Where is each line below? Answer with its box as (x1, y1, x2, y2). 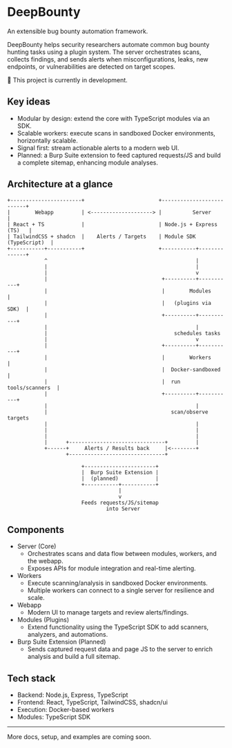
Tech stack (7, 672, 56, 684)
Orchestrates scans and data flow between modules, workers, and (27, 550, 217, 558)
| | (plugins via (43, 299, 212, 306)
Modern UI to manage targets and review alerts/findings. (27, 608, 188, 617)
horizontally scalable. (17, 136, 78, 144)
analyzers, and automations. (27, 630, 108, 639)
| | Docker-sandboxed (43, 366, 221, 373)
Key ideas (7, 96, 50, 108)
